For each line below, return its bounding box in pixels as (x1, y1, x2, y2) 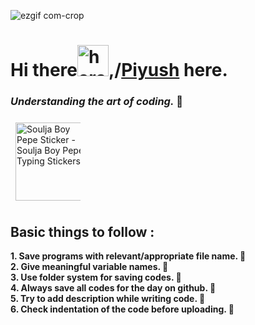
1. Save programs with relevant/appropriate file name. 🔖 (10, 250, 247, 262)
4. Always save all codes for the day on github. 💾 (10, 282, 217, 294)
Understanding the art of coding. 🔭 (10, 95, 184, 109)
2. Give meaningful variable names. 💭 (10, 261, 169, 273)
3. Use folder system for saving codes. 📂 (10, 271, 182, 284)
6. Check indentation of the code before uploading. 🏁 (10, 303, 235, 315)
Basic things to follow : (10, 223, 155, 240)
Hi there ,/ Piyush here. (10, 59, 228, 82)
